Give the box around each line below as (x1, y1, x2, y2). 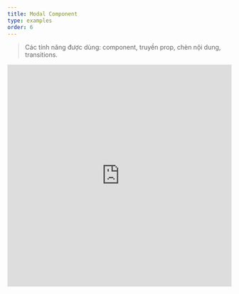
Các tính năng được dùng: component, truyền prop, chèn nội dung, (24, 43, 221, 52)
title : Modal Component (7, 10, 78, 18)
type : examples (7, 17, 53, 24)
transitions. (24, 50, 58, 59)
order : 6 (7, 23, 33, 31)
